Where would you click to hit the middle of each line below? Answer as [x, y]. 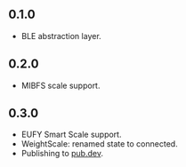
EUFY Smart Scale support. [71, 135]
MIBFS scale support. [61, 85]
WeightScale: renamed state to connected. [100, 144]
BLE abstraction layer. [61, 36]
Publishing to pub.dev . [62, 154]
